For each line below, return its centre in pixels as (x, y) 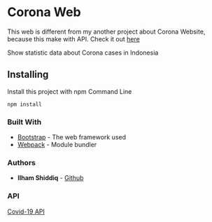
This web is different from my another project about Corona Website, (106, 32)
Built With (24, 122)
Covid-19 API (26, 211)
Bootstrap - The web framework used (72, 137)
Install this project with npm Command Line (70, 91)
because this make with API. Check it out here (73, 39)
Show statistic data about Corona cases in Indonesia (83, 53)
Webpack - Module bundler (57, 145)
